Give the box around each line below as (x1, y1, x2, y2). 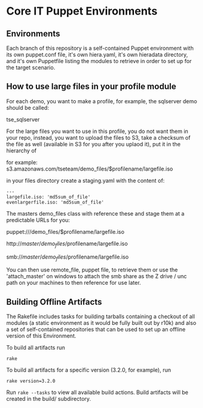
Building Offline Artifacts (6, 296, 102, 307)
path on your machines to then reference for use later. (6, 279, 141, 287)
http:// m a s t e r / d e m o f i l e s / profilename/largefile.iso (6, 240, 128, 248)
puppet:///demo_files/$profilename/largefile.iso (6, 228, 125, 235)
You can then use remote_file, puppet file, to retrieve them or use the (6, 266, 178, 274)
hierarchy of (6, 147, 37, 154)
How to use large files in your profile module (6, 81, 177, 92)
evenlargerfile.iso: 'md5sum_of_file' (6, 199, 104, 205)
